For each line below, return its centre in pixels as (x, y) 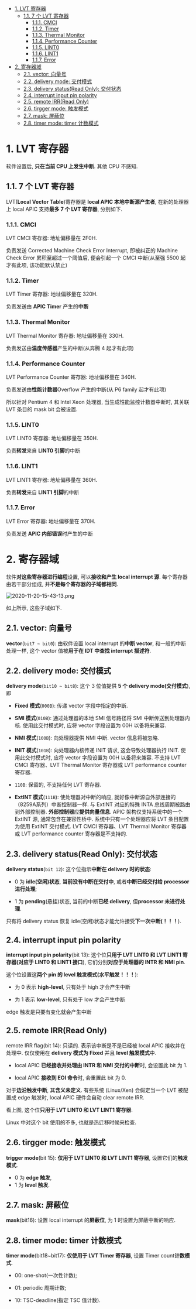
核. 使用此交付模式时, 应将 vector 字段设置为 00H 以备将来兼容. (90, 725)
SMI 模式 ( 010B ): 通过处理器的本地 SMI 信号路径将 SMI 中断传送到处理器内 (102, 718)
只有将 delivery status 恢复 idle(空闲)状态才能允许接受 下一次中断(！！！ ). (94, 921)
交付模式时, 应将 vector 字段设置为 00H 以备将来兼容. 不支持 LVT (103, 758)
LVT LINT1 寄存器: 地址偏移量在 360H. (52, 479)
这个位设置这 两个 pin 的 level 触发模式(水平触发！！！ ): (72, 975)
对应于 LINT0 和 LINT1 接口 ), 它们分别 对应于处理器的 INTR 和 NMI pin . (102, 962)
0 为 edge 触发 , (33, 1177)
